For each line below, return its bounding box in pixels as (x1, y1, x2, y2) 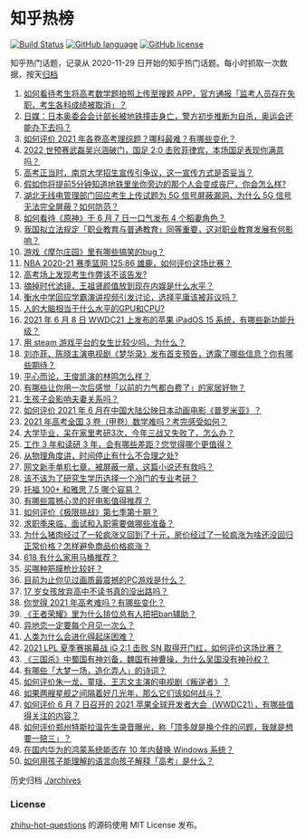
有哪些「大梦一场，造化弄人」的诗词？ (23, 664, 167, 675)
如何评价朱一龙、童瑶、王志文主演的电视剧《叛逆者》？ (23, 676, 230, 687)
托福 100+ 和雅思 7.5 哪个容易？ (23, 483, 141, 494)
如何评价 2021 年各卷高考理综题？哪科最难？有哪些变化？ (23, 133, 237, 144)
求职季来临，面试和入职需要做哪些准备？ (23, 518, 175, 529)
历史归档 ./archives (10, 775, 81, 786)
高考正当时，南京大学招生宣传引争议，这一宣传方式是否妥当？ (23, 167, 254, 177)
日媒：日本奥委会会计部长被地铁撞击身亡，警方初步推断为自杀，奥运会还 (23, 110, 293, 121)
